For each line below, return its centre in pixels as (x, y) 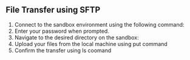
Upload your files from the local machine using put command (91, 44)
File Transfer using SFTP (53, 10)
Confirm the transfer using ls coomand (63, 50)
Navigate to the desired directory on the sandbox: (76, 37)
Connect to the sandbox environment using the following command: (99, 24)
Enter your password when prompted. (62, 31)
